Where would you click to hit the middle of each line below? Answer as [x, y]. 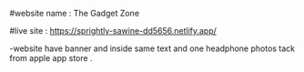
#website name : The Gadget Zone [74, 13]
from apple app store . [51, 58]
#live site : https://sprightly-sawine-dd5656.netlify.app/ [113, 31]
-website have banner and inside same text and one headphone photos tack [152, 48]
